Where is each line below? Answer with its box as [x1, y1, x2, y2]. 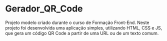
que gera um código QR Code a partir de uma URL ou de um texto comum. [5, 30, 159, 36]
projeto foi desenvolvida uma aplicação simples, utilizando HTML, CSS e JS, [5, 24, 162, 30]
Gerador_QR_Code [5, 3, 83, 14]
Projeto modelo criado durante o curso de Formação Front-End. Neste [5, 19, 149, 25]
